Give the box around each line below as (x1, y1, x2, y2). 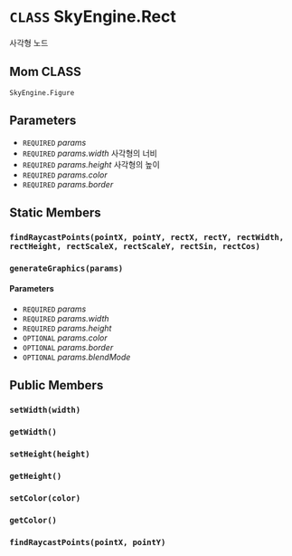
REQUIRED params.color (22, 169, 108, 180)
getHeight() (9, 471, 62, 482)
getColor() (9, 514, 57, 525)
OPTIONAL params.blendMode (22, 351, 131, 362)
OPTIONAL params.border (22, 342, 114, 352)
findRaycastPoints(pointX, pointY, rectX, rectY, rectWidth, (9, 232, 285, 242)
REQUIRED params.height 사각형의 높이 (22, 158, 160, 169)
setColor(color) (9, 494, 81, 503)
